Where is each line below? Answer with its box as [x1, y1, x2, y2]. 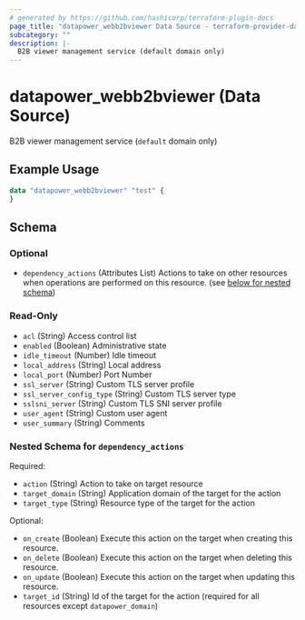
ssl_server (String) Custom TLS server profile [22, 378, 195, 389]
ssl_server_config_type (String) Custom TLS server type [22, 388, 236, 399]
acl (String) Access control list [22, 330, 137, 341]
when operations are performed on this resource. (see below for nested [22, 277, 291, 288]
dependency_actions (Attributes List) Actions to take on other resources [22, 267, 288, 278]
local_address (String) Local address [22, 359, 162, 370]
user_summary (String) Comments [22, 417, 145, 428]
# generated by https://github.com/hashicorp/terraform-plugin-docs [9, 13, 274, 23]
